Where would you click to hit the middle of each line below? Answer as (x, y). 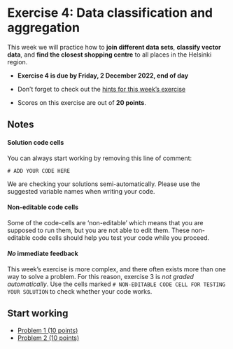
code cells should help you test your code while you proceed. (121, 237)
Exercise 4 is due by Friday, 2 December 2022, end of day (103, 76)
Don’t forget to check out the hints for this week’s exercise (101, 89)
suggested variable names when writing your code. (81, 191)
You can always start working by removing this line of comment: (100, 158)
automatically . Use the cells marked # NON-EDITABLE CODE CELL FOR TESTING (116, 284)
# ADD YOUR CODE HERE (39, 171)
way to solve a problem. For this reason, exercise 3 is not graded (101, 276)
